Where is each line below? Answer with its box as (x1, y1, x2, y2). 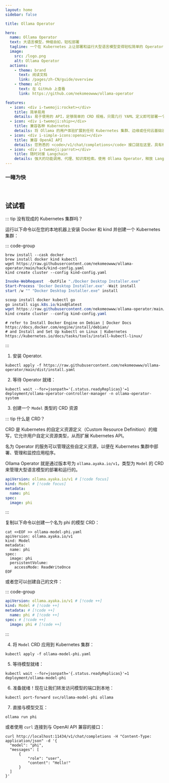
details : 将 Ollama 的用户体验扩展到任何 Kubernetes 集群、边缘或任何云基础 (14, 128, 162, 133)
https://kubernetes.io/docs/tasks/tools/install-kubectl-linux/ (5, 334, 143, 339)
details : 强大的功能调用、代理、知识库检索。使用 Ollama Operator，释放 (14, 156, 153, 162)
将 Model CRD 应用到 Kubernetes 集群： (12, 641, 95, 647)
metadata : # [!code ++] (5, 608, 55, 613)
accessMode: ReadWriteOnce (14, 565, 71, 570)
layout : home (5, 7, 33, 13)
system (5, 396, 19, 401)
